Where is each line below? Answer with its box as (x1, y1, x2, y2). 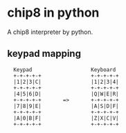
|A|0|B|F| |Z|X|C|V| (13, 114, 119, 122)
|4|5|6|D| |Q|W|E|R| (13, 90, 119, 98)
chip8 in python (7, 5, 100, 21)
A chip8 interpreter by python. (7, 28, 93, 36)
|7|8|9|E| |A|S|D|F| (13, 103, 119, 109)
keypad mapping (7, 48, 82, 60)
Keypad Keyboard (13, 66, 116, 73)
